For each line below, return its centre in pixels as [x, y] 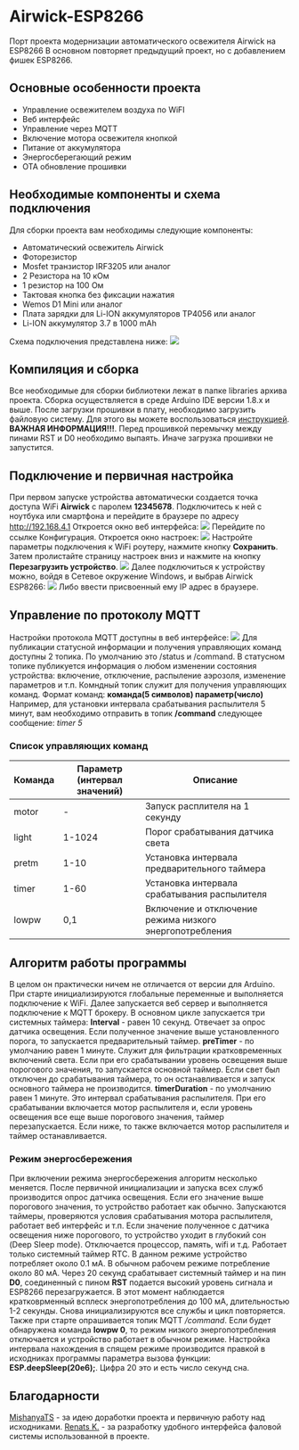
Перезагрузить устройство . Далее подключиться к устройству [137, 567]
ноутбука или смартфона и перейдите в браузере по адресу [124, 516]
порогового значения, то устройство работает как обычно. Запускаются [148, 1207]
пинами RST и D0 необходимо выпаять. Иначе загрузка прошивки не [141, 438]
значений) [100, 791]
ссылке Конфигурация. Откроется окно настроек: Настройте [131, 538]
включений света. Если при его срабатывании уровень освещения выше [149, 1060]
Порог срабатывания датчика [210, 832]
